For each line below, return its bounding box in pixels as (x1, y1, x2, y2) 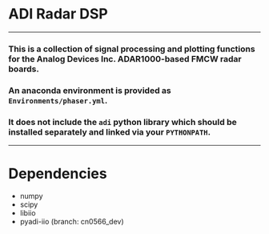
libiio (19, 208, 36, 218)
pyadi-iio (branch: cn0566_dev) (19, 217, 124, 227)
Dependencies (8, 165, 107, 183)
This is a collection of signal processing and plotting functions (8, 43, 255, 54)
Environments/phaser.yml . (8, 95, 108, 106)
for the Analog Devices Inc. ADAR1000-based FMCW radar (8, 53, 242, 64)
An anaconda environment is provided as (8, 85, 172, 96)
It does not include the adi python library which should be (8, 116, 238, 127)
